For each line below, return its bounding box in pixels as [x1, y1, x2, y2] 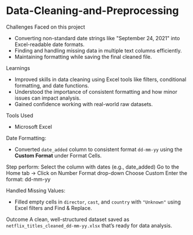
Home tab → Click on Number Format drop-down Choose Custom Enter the [6, 169, 188, 176]
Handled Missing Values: [6, 187, 66, 194]
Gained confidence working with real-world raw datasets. [14, 100, 153, 107]
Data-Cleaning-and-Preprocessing [6, 4, 179, 17]
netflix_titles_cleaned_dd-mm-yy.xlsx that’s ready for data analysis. [6, 222, 173, 229]
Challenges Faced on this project [6, 23, 86, 30]
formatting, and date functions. [14, 82, 89, 89]
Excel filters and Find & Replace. [14, 204, 92, 211]
